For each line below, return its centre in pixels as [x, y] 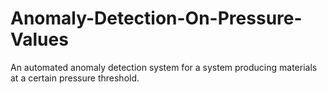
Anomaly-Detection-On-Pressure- [156, 18]
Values [39, 39]
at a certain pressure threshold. [75, 78]
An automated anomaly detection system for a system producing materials [164, 67]
